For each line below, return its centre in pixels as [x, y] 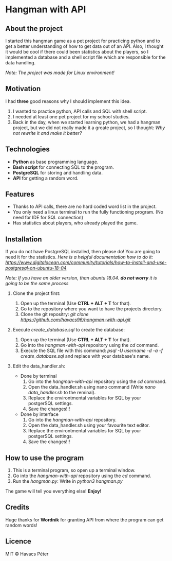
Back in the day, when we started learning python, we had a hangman [87, 122]
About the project [34, 29]
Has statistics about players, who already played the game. [75, 223]
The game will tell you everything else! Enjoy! [53, 491]
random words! [21, 525]
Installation [24, 239]
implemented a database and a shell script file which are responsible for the [85, 57]
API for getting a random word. [45, 178]
